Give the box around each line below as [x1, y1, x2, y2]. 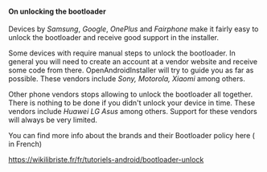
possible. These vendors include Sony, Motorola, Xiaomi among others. [8, 74, 245, 84]
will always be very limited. [8, 115, 98, 125]
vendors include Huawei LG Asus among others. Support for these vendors [8, 107, 257, 117]
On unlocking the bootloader [8, 6, 106, 16]
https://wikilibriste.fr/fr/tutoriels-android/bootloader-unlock [8, 155, 204, 165]
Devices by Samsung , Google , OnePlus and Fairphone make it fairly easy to [8, 24, 259, 34]
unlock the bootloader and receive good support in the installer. [8, 33, 220, 43]
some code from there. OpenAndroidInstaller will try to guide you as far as [8, 65, 254, 76]
